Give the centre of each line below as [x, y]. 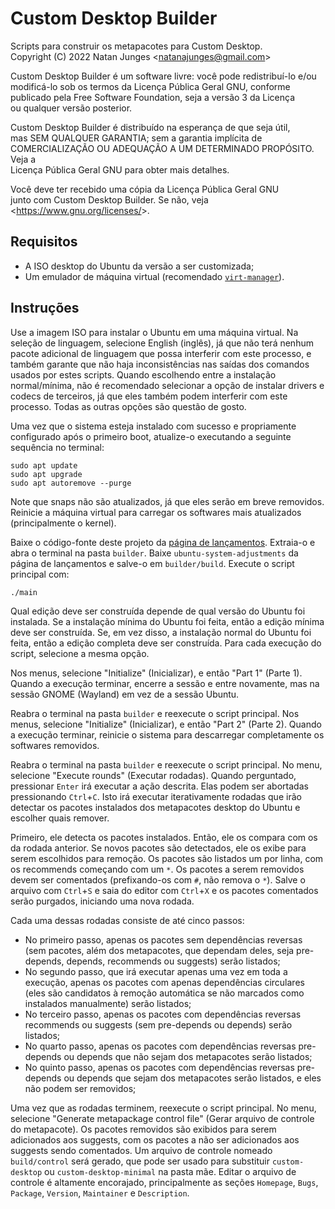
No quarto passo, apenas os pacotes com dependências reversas [160, 1046]
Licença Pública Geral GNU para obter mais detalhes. [120, 169]
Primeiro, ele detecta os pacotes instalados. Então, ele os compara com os [164, 837]
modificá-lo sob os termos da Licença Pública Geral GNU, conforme [150, 86]
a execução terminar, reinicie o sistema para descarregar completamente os [167, 734]
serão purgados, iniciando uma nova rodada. [102, 901]
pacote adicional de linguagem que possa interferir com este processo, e [161, 353]
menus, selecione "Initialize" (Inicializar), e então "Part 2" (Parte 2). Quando [166, 724]
